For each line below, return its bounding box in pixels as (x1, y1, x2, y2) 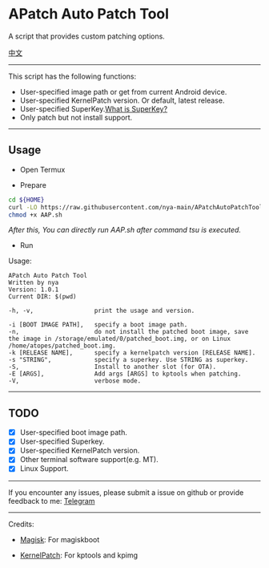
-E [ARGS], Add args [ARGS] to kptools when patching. (8, 370, 242, 378)
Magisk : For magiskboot (19, 534, 100, 544)
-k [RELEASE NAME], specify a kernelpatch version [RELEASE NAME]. (8, 349, 256, 357)
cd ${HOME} (8, 196, 45, 204)
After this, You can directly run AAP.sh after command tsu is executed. (8, 225, 242, 235)
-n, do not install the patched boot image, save (8, 328, 249, 336)
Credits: (8, 519, 34, 529)
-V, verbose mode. (8, 377, 142, 385)
